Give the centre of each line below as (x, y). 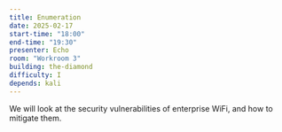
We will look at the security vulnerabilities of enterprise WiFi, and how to (141, 108)
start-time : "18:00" (47, 34)
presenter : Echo (39, 50)
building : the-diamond (51, 67)
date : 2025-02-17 (41, 26)
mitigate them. (35, 118)
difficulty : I (35, 75)
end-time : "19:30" (43, 42)
